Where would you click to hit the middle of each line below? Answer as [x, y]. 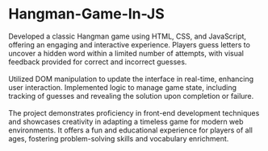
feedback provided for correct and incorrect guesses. [98, 62]
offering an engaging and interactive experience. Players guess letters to [129, 44]
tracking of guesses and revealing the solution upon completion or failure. [131, 96]
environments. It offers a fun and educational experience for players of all [130, 130]
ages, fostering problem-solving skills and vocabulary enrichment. [119, 138]
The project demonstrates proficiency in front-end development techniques [134, 112]
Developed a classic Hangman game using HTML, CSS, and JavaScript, [128, 36]
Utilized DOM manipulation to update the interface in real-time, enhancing [131, 79]
